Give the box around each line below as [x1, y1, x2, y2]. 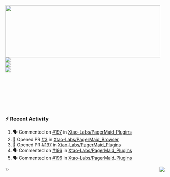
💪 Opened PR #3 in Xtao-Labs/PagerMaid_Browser [12, 137, 119, 143]
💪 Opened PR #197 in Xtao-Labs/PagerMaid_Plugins [12, 142, 121, 148]
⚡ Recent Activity [5, 115, 49, 122]
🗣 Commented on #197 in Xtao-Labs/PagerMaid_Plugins [12, 129, 132, 135]
